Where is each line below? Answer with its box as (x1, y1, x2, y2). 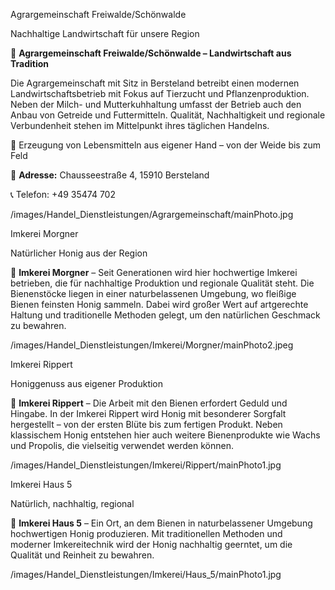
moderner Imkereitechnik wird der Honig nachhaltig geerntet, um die (10, 539, 293, 550)
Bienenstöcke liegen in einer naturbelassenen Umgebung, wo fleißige (10, 288, 297, 299)
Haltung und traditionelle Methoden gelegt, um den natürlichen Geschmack (10, 309, 321, 321)
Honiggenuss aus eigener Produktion (10, 378, 164, 389)
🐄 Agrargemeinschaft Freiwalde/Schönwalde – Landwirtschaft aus (10, 47, 292, 59)
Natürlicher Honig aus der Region (10, 247, 148, 259)
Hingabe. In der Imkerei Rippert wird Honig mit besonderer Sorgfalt (10, 408, 287, 419)
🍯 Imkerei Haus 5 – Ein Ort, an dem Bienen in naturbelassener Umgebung (10, 517, 313, 529)
